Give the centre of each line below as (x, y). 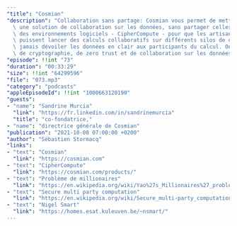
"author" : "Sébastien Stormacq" (54, 139)
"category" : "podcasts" (42, 86)
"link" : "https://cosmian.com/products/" (75, 172)
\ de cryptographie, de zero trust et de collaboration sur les (110, 54)
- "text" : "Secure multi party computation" (73, 192)
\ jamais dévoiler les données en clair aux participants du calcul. (117, 47)
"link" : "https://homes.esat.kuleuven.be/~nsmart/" (91, 212)
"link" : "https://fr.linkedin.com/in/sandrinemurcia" (94, 113)
